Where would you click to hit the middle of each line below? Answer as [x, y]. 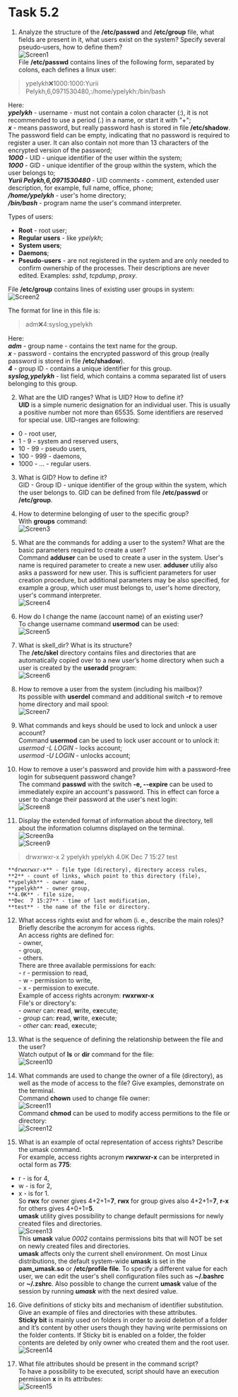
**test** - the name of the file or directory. [79, 907]
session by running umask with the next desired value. [98, 1291]
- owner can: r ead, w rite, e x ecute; [68, 1010]
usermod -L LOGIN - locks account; [70, 747]
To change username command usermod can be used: [99, 623]
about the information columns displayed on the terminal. [101, 828]
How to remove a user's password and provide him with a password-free [124, 769]
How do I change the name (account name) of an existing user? [111, 616]
